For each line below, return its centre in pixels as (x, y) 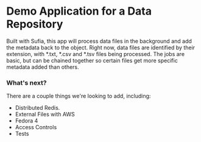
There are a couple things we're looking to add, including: (79, 96)
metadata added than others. (43, 67)
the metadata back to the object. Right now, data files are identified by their (101, 48)
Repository (35, 24)
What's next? (26, 82)
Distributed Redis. (37, 108)
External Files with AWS (45, 115)
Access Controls (36, 127)
